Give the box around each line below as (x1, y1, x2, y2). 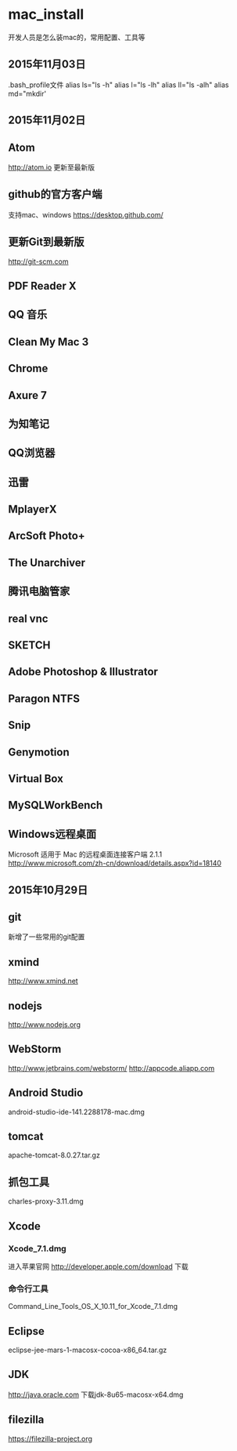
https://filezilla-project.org (8, 1434, 92, 1443)
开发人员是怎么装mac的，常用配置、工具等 (8, 32, 146, 42)
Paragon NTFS (8, 692, 81, 705)
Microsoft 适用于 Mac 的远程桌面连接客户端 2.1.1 (8, 850, 163, 859)
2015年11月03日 (8, 57, 86, 71)
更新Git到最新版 (8, 236, 84, 249)
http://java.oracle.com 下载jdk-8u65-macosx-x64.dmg (8, 1390, 184, 1399)
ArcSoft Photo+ (8, 529, 86, 543)
